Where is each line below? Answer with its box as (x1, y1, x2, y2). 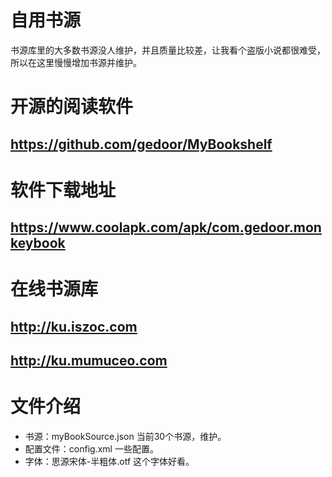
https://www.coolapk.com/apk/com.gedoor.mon (10, 219, 322, 236)
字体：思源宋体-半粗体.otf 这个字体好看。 (24, 456, 195, 467)
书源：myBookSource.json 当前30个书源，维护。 (24, 431, 227, 442)
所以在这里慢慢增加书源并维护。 (10, 56, 142, 68)
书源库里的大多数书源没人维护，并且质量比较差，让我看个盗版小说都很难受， (10, 44, 326, 56)
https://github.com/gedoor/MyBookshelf (10, 136, 273, 153)
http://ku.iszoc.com (10, 318, 138, 335)
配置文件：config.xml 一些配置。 (24, 443, 159, 455)
